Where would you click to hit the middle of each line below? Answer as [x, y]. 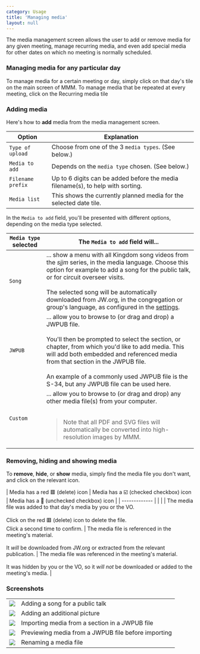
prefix [18, 185]
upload [18, 153]
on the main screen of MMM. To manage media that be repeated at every [96, 87]
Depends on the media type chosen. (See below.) [120, 166]
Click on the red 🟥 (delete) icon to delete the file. [66, 520]
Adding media [27, 109]
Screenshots [25, 589]
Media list [24, 199]
